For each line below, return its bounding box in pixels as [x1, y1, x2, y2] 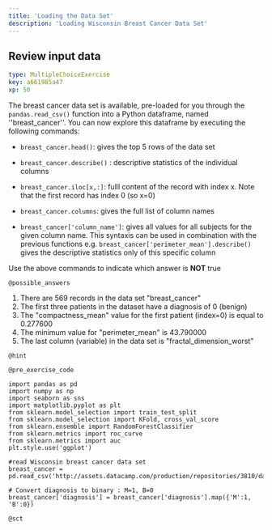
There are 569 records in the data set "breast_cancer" [19, 293, 201, 303]
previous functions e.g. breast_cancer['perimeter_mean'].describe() [19, 239, 252, 248]
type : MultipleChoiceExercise [8, 70, 111, 79]
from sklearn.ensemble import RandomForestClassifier [8, 422, 194, 430]
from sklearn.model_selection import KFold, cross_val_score [8, 415, 219, 423]
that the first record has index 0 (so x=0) [19, 190, 155, 200]
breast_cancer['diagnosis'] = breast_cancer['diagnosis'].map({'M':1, [8, 493, 252, 502]
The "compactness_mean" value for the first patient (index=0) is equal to [19, 310, 264, 320]
